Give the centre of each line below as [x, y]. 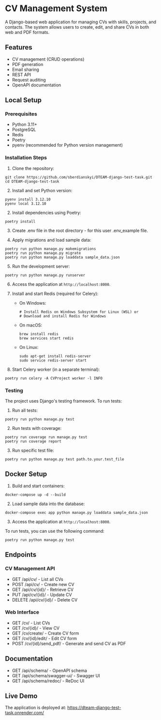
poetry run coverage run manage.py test [46, 437]
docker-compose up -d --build [36, 495]
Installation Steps [26, 158]
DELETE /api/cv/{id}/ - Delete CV [45, 600]
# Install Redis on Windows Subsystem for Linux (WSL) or [79, 312]
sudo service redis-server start [53, 360]
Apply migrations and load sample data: [51, 240]
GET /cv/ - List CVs [31, 623]
